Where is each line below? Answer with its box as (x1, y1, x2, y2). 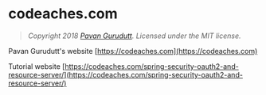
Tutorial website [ (8, 61, 65, 71)
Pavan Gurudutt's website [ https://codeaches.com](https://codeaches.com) (8, 46, 258, 55)
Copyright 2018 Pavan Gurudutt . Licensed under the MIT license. (27, 31, 241, 40)
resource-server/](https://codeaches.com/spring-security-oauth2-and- (8, 70, 243, 79)
